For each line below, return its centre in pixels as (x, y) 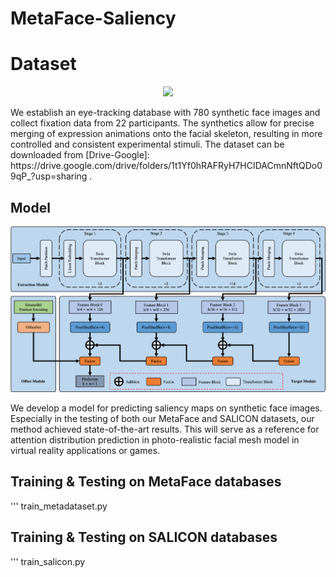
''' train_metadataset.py (59, 506)
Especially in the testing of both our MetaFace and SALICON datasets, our (162, 418)
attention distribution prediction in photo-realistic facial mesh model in (155, 439)
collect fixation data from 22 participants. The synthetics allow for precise (162, 123)
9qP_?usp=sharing (49, 176)
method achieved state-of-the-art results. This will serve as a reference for (165, 429)
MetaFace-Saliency (93, 18)
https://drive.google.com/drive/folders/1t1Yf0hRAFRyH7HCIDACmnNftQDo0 (166, 166)
